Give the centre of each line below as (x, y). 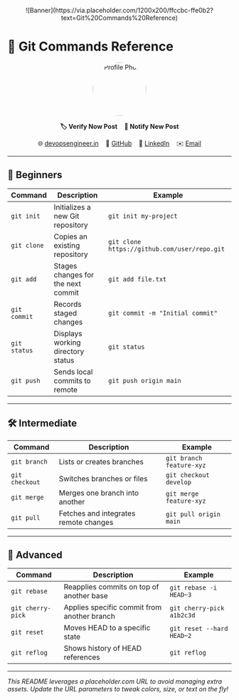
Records (68, 304)
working (67, 343)
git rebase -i (193, 588)
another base (86, 596)
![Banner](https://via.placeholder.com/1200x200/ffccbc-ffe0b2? (119, 10)
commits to (72, 380)
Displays (68, 333)
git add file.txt (137, 279)
